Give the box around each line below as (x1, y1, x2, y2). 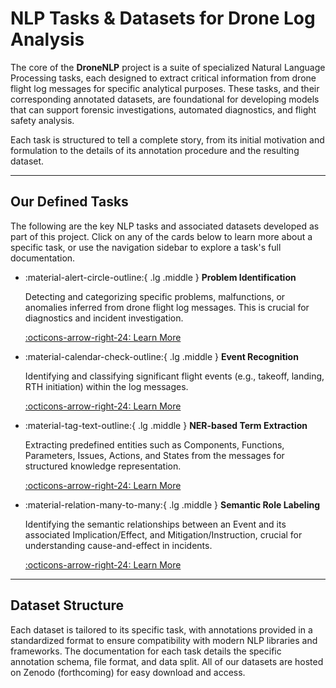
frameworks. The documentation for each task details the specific (10, 645, 282, 657)
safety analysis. (10, 114, 75, 126)
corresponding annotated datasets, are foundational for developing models (10, 93, 320, 105)
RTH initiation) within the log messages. (24, 380, 189, 392)
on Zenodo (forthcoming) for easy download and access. (10, 666, 246, 678)
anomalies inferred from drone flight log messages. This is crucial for (24, 301, 310, 313)
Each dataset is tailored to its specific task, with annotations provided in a (10, 623, 313, 636)
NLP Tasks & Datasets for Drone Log (10, 7, 316, 30)
